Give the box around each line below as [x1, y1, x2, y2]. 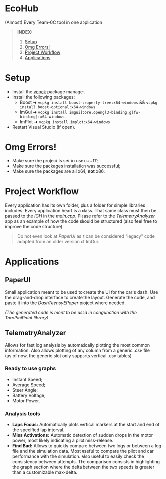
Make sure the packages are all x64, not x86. [12, 168, 105, 174]
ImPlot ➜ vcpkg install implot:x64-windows [19, 118, 110, 125]
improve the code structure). [5, 223, 64, 229]
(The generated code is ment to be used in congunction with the [5, 309, 137, 315]
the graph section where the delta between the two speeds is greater [12, 464, 155, 470]
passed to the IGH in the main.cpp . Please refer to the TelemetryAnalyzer [5, 213, 155, 219]
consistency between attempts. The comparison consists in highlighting [12, 459, 160, 465]
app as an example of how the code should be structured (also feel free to [5, 218, 158, 224]
